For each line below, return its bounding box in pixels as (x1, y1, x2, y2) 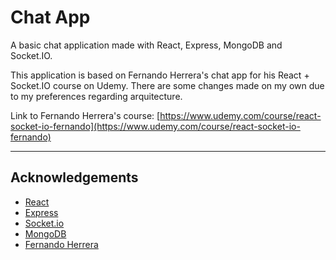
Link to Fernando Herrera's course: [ (10, 109, 161, 121)
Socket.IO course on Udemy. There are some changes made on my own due (10, 79, 325, 91)
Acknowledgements (10, 169, 139, 186)
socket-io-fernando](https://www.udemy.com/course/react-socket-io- (10, 120, 301, 132)
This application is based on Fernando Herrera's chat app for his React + (10, 69, 310, 81)
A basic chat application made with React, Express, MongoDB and (10, 39, 283, 51)
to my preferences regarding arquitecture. (10, 90, 183, 102)
